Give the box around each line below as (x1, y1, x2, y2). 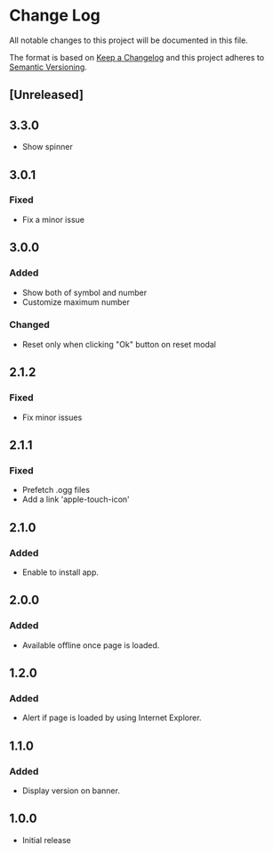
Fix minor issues (21, 412, 83, 422)
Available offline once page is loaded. (21, 639, 160, 651)
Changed (9, 318, 51, 331)
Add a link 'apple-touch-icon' (21, 494, 131, 504)
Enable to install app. (21, 567, 100, 578)
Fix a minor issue (21, 214, 84, 225)
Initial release (21, 834, 71, 845)
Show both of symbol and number (21, 287, 148, 298)
